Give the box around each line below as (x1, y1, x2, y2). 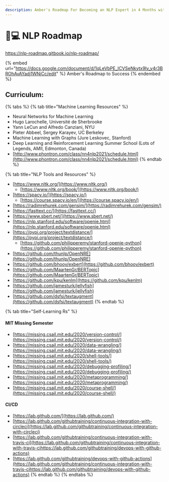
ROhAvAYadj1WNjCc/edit (5, 70, 56, 76)
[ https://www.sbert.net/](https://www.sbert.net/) (12, 213, 113, 219)
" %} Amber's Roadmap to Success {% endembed (56, 70, 161, 76)
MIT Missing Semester (5, 320, 54, 326)
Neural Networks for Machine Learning (12, 114, 94, 120)
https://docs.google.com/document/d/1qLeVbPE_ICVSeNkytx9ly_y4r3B (15, 65, 163, 71)
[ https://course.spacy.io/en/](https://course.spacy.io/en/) (20, 197, 139, 203)
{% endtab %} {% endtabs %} (30, 471, 94, 477)
